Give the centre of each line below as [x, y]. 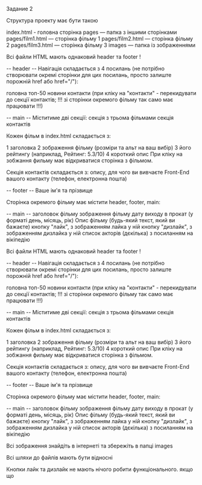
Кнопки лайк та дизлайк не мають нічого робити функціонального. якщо [99, 469]
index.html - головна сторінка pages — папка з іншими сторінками [92, 32]
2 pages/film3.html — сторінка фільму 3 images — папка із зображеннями [101, 45]
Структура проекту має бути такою [52, 20]
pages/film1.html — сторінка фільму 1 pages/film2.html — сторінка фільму [100, 38]
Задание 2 [20, 9]
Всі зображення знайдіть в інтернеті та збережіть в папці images [90, 446]
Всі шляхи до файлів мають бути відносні [59, 457]
